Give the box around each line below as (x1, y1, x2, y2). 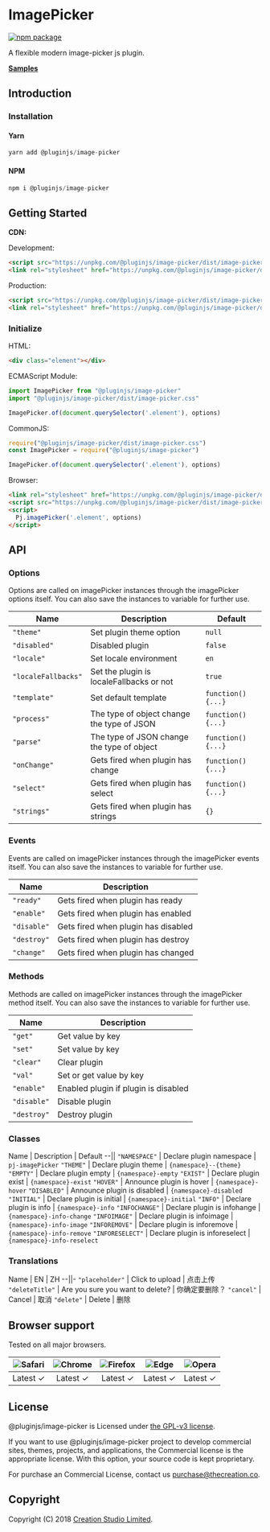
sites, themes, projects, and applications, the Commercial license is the (8, 1446, 243, 1456)
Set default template (90, 692, 167, 703)
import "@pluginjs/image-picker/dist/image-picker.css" (8, 394, 199, 402)
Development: (8, 243, 55, 253)
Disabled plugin (90, 640, 149, 651)
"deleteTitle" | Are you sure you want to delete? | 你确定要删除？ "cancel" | (8, 1285, 261, 1295)
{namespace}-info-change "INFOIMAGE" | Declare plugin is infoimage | (8, 1211, 234, 1221)
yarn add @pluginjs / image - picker (8, 149, 121, 157)
